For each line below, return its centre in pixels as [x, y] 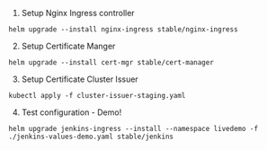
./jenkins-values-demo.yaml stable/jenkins [91, 137]
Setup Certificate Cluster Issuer [80, 79]
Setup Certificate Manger [68, 46]
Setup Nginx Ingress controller [78, 13]
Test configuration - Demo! [71, 112]
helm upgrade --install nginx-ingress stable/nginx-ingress [124, 30]
